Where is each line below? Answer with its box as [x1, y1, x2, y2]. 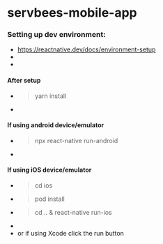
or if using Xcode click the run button [17, 229, 124, 238]
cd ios [34, 181, 53, 190]
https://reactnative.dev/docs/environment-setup [17, 45, 156, 54]
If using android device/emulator [7, 121, 104, 129]
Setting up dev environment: [7, 30, 106, 40]
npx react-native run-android [34, 136, 118, 145]
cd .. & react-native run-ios [34, 209, 113, 217]
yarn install [34, 92, 67, 100]
